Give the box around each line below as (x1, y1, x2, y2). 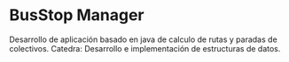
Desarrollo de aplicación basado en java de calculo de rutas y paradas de (9, 34, 277, 45)
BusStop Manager (9, 5, 144, 25)
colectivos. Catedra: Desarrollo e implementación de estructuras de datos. (9, 43, 281, 53)
